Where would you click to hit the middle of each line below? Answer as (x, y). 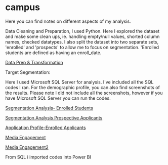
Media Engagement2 (27, 147)
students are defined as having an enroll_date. (53, 53)
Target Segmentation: (28, 72)
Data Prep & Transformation (34, 62)
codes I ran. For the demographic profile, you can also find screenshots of (83, 87)
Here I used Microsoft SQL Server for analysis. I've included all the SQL (79, 82)
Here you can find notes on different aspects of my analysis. (68, 21)
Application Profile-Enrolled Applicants (46, 128)
